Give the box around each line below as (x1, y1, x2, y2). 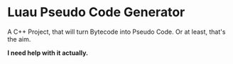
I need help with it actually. (7, 49, 89, 57)
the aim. (7, 34, 31, 43)
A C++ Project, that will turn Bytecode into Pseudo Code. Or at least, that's (7, 27, 226, 36)
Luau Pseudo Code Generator (7, 4, 185, 20)
